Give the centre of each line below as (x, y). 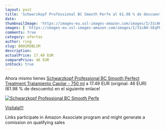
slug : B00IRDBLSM (23, 46)
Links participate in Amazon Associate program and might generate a (75, 117)
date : (11, 19)
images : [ (15, 28)
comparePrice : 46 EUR (27, 60)
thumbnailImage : (22, 23)
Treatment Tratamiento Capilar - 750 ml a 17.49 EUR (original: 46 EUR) (76, 83)
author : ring (18, 42)
